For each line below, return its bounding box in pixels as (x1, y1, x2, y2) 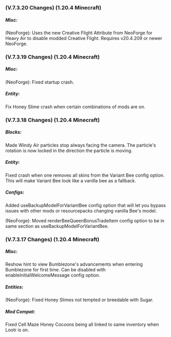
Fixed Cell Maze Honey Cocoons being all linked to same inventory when (5, 322, 159, 328)
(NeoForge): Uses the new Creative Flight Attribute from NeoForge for (5, 30, 153, 36)
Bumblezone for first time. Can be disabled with (5, 267, 106, 273)
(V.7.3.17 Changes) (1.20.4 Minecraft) (5, 236, 100, 243)
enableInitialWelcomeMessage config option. (5, 272, 101, 278)
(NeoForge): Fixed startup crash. (5, 79, 74, 85)
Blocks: (5, 129, 22, 135)
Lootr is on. (5, 327, 29, 333)
